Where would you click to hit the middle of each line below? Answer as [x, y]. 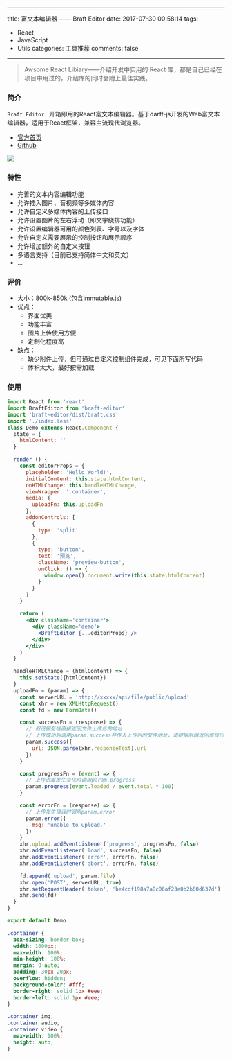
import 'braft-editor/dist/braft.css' [63, 414]
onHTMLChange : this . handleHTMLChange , [81, 485]
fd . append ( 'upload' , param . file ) [68, 876]
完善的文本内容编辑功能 [50, 194]
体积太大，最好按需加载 [61, 367]
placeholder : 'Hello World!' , [69, 472]
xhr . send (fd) [38, 895]
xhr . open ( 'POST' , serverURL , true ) [71, 882]
